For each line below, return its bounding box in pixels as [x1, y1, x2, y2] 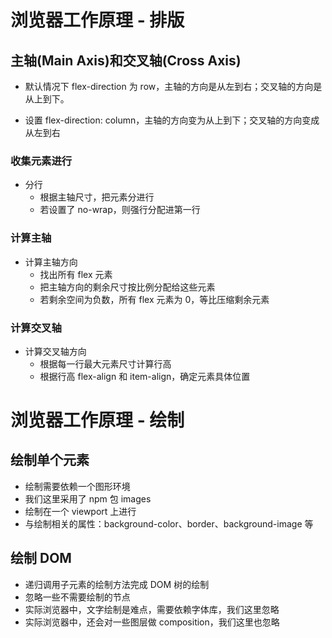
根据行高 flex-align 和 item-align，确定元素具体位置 [39, 370, 251, 382]
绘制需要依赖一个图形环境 [24, 480, 131, 492]
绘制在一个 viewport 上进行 [24, 505, 137, 517]
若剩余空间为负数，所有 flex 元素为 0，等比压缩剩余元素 [39, 293, 270, 305]
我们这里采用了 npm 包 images [24, 492, 152, 505]
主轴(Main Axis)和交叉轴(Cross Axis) [10, 52, 242, 69]
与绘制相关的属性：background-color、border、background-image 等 [24, 517, 314, 530]
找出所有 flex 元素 [39, 268, 113, 280]
